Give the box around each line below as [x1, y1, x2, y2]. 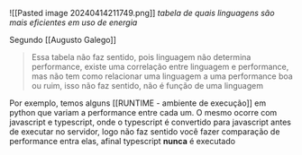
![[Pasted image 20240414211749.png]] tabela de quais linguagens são [9, 8, 275, 18]
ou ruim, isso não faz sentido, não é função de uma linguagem [31, 81, 264, 90]
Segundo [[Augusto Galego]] [9, 35, 117, 45]
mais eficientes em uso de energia [9, 17, 138, 28]
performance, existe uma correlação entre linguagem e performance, [31, 62, 289, 72]
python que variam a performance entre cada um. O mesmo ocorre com [9, 108, 278, 117]
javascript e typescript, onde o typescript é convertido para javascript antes [9, 116, 291, 127]
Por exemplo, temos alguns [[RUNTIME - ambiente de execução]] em [9, 98, 267, 108]
